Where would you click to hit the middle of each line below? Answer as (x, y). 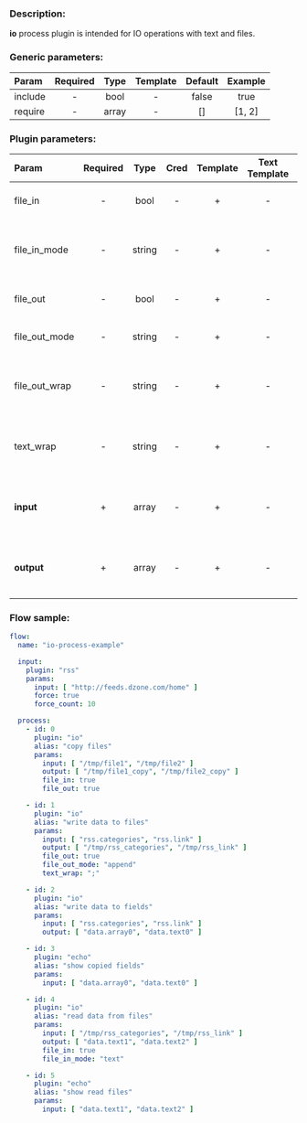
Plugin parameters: (53, 138)
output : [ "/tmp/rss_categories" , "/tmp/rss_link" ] (145, 848)
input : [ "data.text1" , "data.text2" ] (118, 1109)
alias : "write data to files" (91, 822)
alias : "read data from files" (93, 1016)
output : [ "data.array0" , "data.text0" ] (122, 932)
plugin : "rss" (53, 670)
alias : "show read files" (83, 1092)
